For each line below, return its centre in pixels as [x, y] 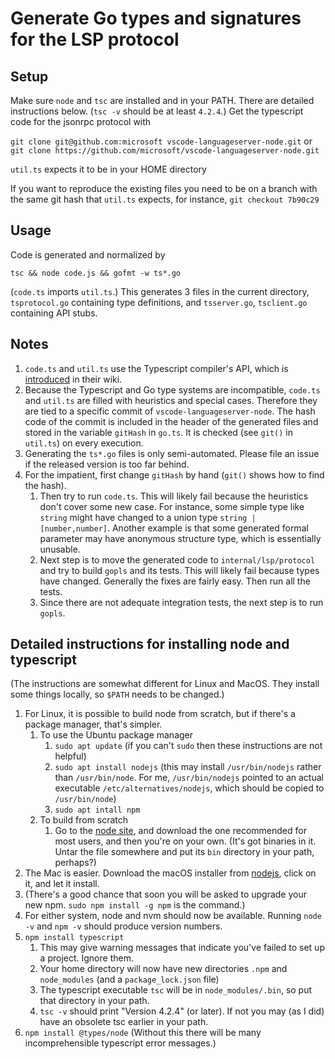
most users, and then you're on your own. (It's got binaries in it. [185, 841]
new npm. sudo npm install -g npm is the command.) [135, 905]
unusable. [60, 549]
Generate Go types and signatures [156, 18]
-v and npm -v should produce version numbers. [123, 926]
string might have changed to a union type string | [148, 517]
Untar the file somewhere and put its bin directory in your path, [184, 852]
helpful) [70, 756]
